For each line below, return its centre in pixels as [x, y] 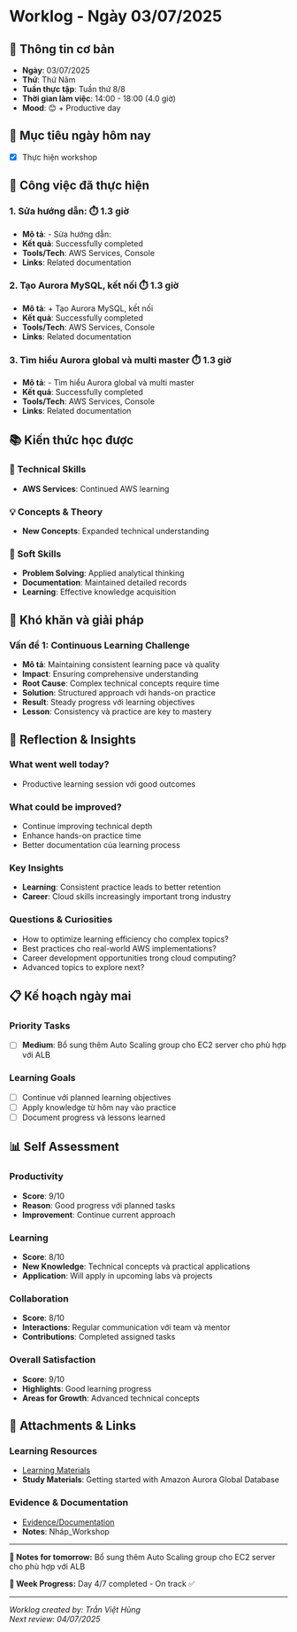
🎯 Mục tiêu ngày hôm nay [80, 136]
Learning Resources [53, 1450]
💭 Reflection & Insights [73, 739]
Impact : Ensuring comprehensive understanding [110, 674]
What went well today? [59, 765]
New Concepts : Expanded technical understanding [115, 531]
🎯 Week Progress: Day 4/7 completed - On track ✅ [103, 1583]
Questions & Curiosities [61, 920]
